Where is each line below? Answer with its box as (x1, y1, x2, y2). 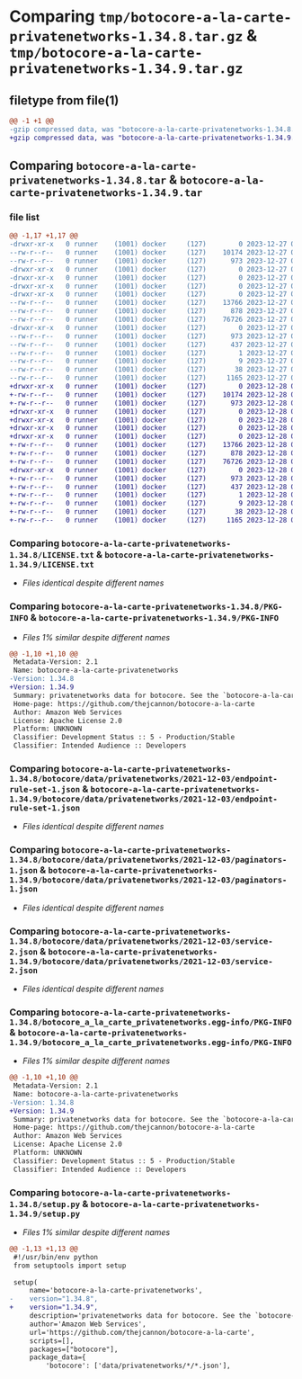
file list (9, 210, 40, 223)
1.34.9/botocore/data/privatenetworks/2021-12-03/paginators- (9, 875, 288, 885)
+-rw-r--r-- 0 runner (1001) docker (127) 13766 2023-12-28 (9, 441, 288, 450)
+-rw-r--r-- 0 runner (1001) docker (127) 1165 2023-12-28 (9, 515, 288, 525)
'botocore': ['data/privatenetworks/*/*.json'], (45, 1361, 231, 1371)
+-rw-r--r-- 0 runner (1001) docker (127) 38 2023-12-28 (9, 507, 288, 516)
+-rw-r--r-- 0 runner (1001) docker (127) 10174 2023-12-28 (9, 390, 288, 399)
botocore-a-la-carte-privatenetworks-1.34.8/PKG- (61, 602, 283, 613)
